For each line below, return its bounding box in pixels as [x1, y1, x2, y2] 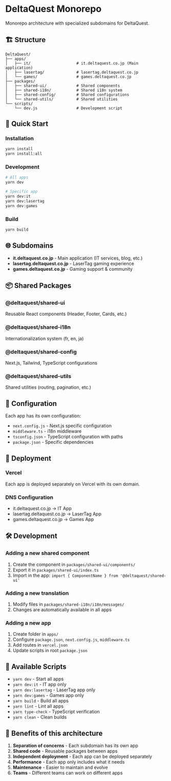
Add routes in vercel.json [12, 642, 68, 648]
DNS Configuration [5, 493, 54, 500]
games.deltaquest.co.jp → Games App [12, 516, 94, 523]
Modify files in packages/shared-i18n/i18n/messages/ [12, 601, 124, 608]
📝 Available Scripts [5, 662, 67, 671]
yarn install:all [5, 151, 42, 156]
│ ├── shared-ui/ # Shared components [5, 83, 120, 88]
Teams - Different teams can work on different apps [12, 770, 123, 776]
